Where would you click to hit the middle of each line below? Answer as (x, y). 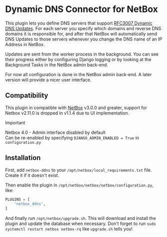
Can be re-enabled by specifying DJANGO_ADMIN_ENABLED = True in (72, 138)
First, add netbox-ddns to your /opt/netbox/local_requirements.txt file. (79, 170)
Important (15, 123)
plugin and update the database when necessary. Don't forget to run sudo (81, 223)
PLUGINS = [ (17, 199)
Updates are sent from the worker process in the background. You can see (82, 54)
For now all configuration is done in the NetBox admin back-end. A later (79, 74)
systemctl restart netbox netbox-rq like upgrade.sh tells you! (69, 229)
